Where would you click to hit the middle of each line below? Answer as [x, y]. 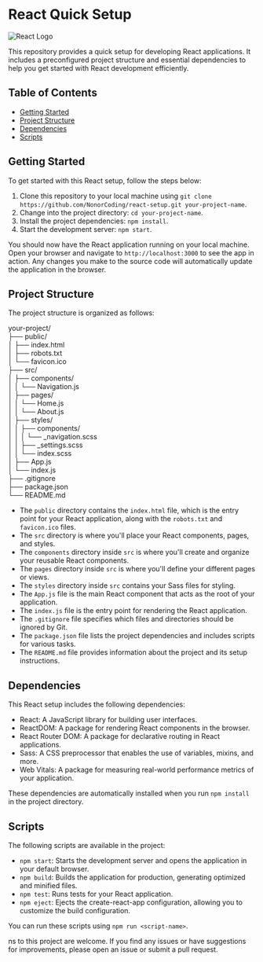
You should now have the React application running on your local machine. [129, 244]
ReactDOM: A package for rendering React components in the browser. [135, 728]
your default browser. [54, 869]
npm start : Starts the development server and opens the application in [133, 861]
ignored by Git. [44, 627]
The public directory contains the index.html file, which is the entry [129, 510]
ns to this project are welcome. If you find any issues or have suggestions [127, 941]
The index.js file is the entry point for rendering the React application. [133, 611]
